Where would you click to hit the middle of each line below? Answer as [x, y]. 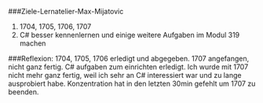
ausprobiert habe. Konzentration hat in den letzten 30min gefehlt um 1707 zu [132, 83]
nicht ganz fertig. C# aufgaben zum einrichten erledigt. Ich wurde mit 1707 [128, 67]
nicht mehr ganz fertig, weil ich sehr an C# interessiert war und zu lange [125, 75]
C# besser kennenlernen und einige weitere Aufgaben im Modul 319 [130, 35]
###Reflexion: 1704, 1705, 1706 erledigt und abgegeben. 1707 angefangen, [129, 59]
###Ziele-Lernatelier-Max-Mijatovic [66, 11]
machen [33, 43]
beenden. [24, 92]
